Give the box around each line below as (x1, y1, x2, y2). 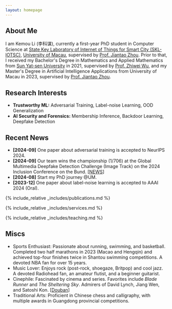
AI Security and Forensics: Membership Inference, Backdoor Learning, (12, 113, 164, 119)
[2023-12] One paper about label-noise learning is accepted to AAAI (12, 180, 159, 186)
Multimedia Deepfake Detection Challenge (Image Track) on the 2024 (12, 163, 160, 170)
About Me (5, 27, 37, 35)
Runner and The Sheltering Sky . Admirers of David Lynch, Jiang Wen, (12, 281, 160, 287)
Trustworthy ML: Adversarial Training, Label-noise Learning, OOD (12, 102, 154, 108)
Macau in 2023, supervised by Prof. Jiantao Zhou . (5, 74, 111, 80)
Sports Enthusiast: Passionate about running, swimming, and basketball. (12, 243, 166, 249)
